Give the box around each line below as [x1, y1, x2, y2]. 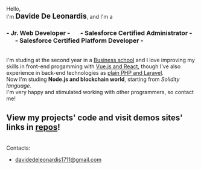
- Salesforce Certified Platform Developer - [14, 36, 144, 45]
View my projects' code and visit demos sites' [6, 112, 183, 123]
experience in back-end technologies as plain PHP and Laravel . [6, 69, 164, 77]
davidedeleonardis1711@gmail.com [14, 156, 101, 164]
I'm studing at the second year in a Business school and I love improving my [6, 57, 195, 64]
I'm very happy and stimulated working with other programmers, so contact [6, 89, 194, 96]
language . [6, 82, 32, 89]
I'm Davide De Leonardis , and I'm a [6, 11, 113, 21]
